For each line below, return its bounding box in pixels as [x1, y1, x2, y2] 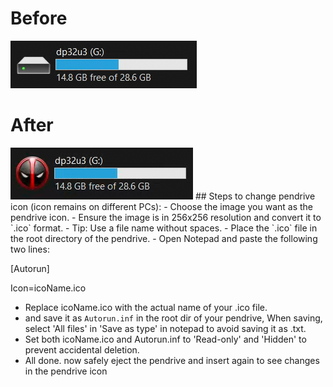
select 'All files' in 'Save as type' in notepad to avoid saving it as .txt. [24, 322, 307, 334]
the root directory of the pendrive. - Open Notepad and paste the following [10, 232, 318, 244]
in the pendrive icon [24, 365, 108, 377]
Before [10, 7, 68, 30]
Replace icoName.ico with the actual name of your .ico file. [24, 301, 268, 313]
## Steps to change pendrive [194, 190, 316, 202]
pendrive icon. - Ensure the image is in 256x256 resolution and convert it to [10, 211, 322, 223]
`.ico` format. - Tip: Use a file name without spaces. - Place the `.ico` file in [10, 222, 318, 234]
